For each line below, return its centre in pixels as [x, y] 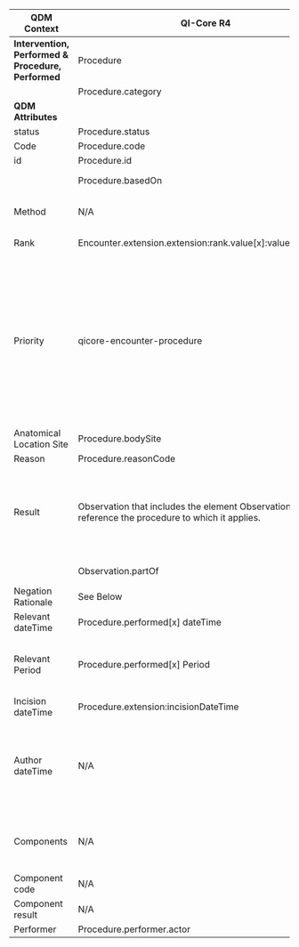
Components [41, 842]
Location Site [41, 444]
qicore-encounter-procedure [140, 340]
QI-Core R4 [206, 23]
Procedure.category [120, 91]
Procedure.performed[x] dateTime [150, 622]
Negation [33, 591]
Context [41, 28]
